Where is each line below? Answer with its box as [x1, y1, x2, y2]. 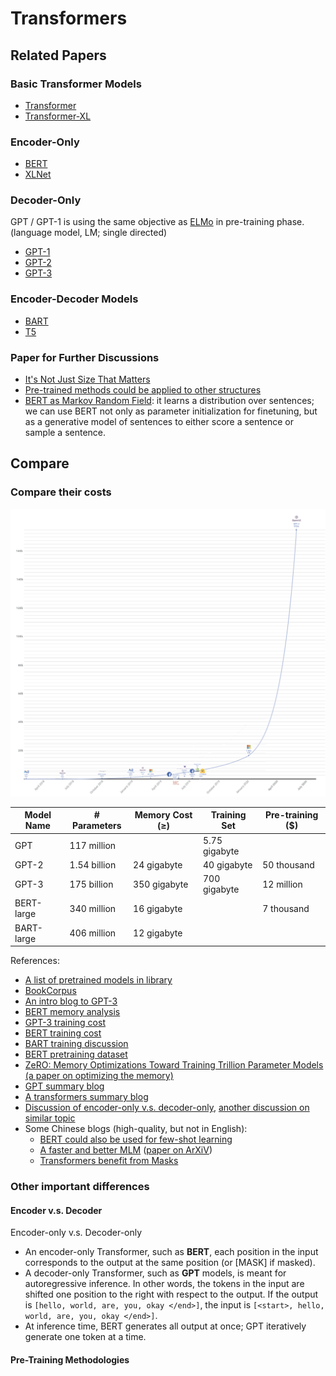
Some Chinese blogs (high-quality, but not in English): [24, 1123, 248, 1135]
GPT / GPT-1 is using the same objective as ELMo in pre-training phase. [10, 216, 305, 228]
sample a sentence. [24, 427, 107, 439]
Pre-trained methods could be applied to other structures [24, 384, 262, 396]
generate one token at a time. [24, 1331, 147, 1343]
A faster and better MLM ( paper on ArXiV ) [39, 1144, 213, 1156]
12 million [262, 878, 303, 890]
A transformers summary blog [24, 1091, 149, 1103]
